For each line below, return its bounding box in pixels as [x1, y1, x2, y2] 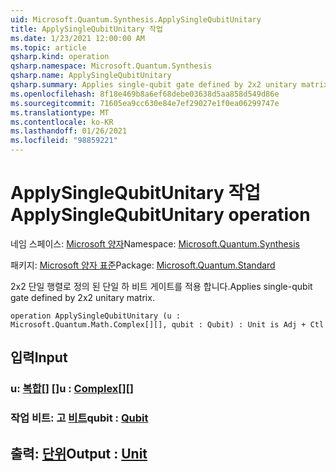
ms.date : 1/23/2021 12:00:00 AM [10, 33, 145, 43]
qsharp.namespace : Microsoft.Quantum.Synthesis [10, 61, 213, 71]
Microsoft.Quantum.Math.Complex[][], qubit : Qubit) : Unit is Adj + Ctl [10, 319, 325, 330]
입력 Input [10, 349, 68, 366]
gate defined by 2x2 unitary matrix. [10, 291, 155, 303]
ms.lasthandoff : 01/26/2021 [10, 126, 128, 136]
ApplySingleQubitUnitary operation [10, 204, 311, 226]
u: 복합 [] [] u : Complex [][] [10, 382, 134, 396]
